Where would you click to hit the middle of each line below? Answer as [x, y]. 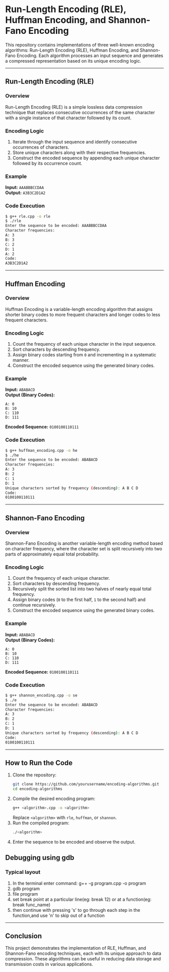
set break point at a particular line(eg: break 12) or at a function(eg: [82, 899]
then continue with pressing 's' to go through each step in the [76, 910]
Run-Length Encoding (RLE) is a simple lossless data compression [74, 107]
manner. [21, 360]
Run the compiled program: [41, 823]
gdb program [26, 889]
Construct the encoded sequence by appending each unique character [86, 158]
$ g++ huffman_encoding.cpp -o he [41, 450]
